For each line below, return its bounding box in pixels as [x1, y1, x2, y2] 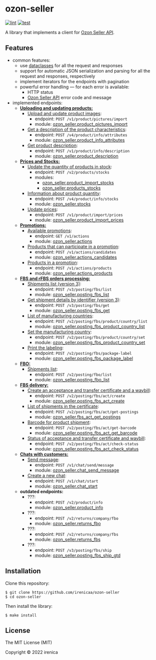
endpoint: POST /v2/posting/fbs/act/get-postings [34, 408, 139, 414]
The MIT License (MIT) [5, 639, 52, 645]
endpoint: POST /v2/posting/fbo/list [34, 371, 112, 377]
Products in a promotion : [27, 259, 78, 266]
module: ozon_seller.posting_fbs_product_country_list [34, 323, 145, 329]
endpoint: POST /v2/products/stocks [34, 169, 110, 175]
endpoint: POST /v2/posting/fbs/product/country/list [34, 318, 147, 324]
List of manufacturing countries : [27, 313, 93, 319]
